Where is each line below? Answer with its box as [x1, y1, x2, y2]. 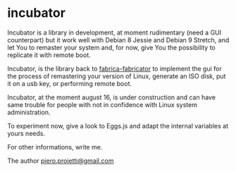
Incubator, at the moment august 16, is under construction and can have [7, 93, 216, 102]
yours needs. [7, 129, 46, 137]
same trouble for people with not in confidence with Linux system [7, 100, 197, 109]
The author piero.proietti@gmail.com [7, 156, 114, 165]
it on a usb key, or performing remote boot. [7, 79, 132, 87]
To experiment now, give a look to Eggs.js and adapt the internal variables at [7, 121, 229, 130]
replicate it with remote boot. [7, 51, 92, 59]
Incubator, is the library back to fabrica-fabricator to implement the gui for [7, 64, 222, 73]
